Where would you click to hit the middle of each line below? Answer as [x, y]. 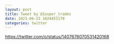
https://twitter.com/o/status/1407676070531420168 [57, 37]
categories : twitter [26, 23]
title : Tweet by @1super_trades [38, 14]
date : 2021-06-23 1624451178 [35, 18]
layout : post [18, 9]
